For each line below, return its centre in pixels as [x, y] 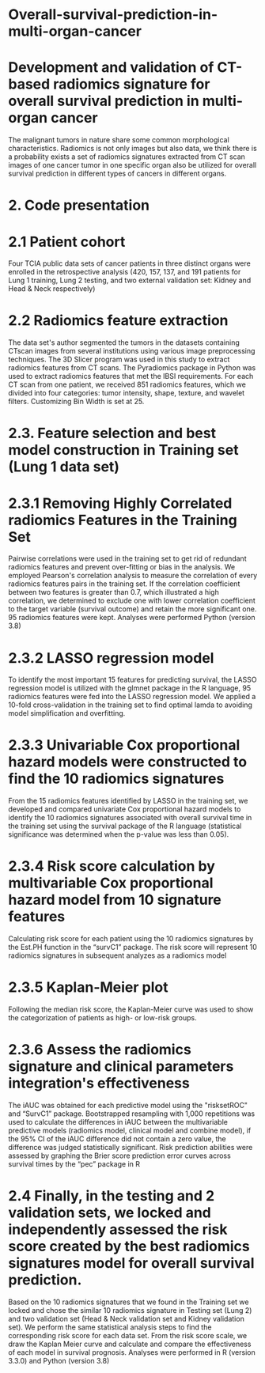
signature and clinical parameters [121, 1067]
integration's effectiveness [99, 1083]
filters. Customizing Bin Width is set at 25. [76, 402]
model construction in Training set [123, 450]
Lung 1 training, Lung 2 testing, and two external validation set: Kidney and [130, 280]
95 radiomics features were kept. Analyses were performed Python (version [132, 618]
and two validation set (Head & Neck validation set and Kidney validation [127, 1318]
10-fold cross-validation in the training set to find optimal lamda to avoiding [131, 705]
